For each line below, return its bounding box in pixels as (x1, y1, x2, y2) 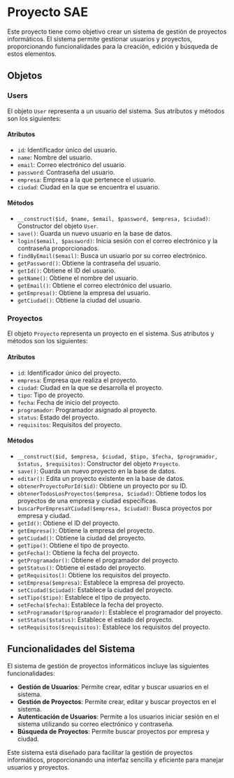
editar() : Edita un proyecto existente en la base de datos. (17, 474, 185, 482)
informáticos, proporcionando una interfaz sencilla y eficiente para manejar (7, 756, 224, 764)
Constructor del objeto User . (17, 222, 99, 231)
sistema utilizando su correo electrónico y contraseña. (17, 719, 175, 728)
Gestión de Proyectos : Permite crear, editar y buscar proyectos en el (17, 697, 217, 706)
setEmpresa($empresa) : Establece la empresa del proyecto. (17, 578, 185, 586)
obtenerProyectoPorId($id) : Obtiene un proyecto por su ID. (17, 482, 188, 490)
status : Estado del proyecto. (17, 413, 100, 422)
